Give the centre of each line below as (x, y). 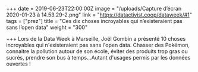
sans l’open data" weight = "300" (47, 27)
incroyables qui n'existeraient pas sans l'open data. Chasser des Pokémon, (98, 45)
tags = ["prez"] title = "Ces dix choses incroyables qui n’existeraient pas (94, 21)
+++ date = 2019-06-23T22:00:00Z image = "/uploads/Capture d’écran (94, 9)
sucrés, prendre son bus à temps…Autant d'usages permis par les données (98, 58)
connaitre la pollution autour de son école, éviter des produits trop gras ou (97, 51)
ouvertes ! (18, 64)
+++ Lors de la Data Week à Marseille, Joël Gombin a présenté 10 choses (96, 39)
